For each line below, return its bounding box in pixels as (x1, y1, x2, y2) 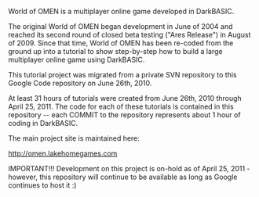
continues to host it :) (8, 181, 77, 190)
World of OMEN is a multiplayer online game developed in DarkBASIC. (8, 7, 235, 16)
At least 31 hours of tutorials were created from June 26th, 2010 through (8, 94, 242, 102)
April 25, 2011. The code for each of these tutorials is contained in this (8, 102, 234, 111)
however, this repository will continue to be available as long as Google (8, 172, 238, 181)
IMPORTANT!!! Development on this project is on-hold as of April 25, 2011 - (8, 164, 250, 173)
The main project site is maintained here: (8, 134, 140, 143)
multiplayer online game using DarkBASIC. (8, 55, 145, 64)
